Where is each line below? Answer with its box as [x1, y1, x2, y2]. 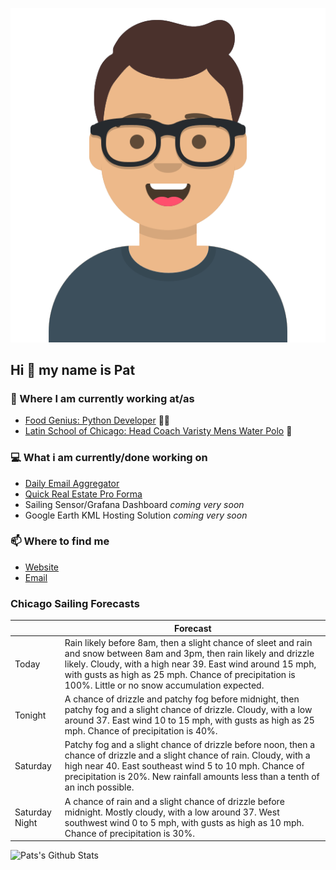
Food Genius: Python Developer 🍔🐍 [24, 414, 171, 427]
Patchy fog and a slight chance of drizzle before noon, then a [64, 739, 316, 751]
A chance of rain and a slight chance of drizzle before [64, 795, 285, 807]
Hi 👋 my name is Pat [10, 361, 136, 378]
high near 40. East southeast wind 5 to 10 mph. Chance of [64, 760, 305, 772]
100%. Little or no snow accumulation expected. [64, 679, 265, 691]
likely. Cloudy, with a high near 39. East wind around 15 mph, [64, 658, 317, 670]
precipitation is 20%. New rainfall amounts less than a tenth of [64, 771, 320, 783]
